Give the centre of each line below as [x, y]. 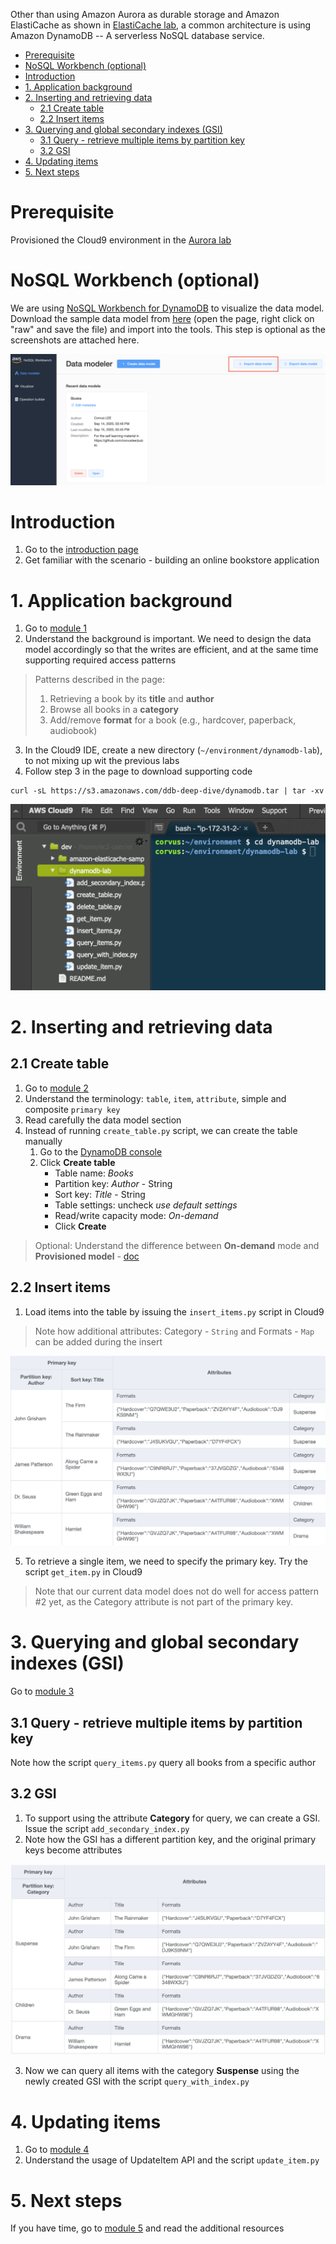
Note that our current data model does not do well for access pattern [177, 1591]
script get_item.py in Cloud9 [83, 1572]
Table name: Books [94, 1173]
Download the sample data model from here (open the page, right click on [162, 318]
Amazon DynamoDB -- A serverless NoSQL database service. [137, 35]
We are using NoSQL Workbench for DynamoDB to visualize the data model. [167, 308]
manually [43, 1141]
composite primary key [72, 1109]
